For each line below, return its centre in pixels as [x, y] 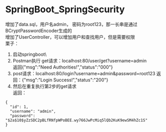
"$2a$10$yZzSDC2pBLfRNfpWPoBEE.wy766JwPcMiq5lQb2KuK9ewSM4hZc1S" [76, 120]
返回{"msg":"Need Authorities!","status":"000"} [63, 67]
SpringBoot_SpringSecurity [65, 9]
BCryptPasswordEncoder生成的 [39, 30]
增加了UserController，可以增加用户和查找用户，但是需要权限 [70, 37]
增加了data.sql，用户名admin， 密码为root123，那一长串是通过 [71, 24]
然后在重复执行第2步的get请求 [45, 86]
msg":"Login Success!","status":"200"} [67, 80]
